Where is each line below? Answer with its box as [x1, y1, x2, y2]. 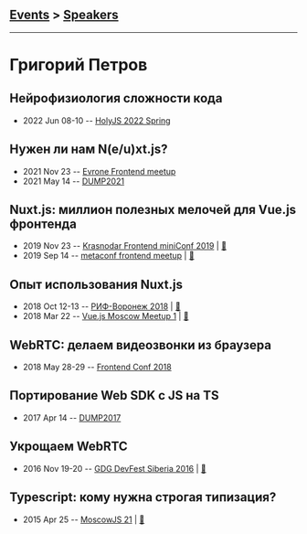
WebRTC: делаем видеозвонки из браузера [9, 337, 272, 353]
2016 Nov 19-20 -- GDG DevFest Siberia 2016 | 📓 [22, 463, 207, 474]
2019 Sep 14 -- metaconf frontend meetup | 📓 [22, 251, 195, 262]
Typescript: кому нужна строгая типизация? [9, 489, 277, 506]
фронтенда [9, 217, 78, 232]
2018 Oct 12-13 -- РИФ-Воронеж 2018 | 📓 [22, 301, 181, 312]
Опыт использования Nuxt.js [9, 276, 183, 292]
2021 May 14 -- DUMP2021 [22, 176, 125, 187]
